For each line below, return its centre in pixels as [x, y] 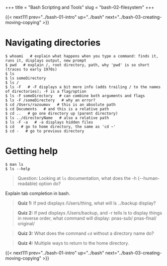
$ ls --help [18, 169]
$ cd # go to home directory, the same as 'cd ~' [60, 126]
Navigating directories [53, 43]
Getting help [31, 151]
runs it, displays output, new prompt [46, 60]
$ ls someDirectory [26, 78]
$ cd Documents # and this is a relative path [57, 109]
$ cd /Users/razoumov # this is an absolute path [60, 105]
